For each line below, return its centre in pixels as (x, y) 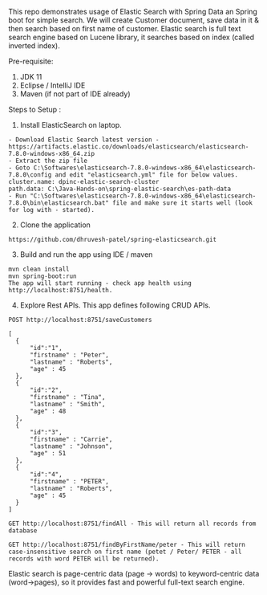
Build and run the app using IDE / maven (86, 255)
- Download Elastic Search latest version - (84, 140)
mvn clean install (39, 269)
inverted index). (34, 46)
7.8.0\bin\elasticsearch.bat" (59, 203)
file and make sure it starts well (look (182, 203)
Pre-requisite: (31, 61)
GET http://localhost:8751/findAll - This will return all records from (132, 524)
